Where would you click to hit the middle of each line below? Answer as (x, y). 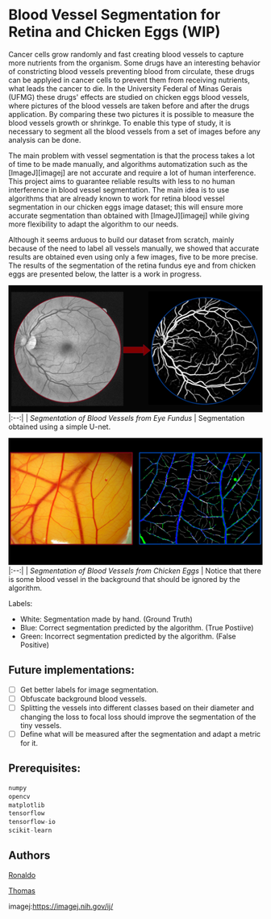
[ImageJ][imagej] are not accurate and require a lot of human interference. (132, 173)
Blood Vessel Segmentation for (115, 15)
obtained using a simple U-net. (60, 426)
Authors (29, 856)
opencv (19, 796)
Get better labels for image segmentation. (89, 689)
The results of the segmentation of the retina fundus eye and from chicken (132, 265)
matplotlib (27, 805)
